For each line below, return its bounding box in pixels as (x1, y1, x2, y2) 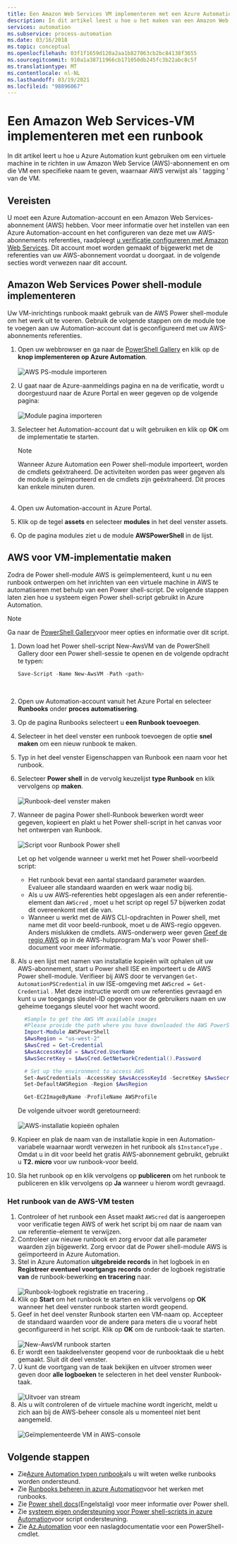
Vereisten (7, 195, 51, 207)
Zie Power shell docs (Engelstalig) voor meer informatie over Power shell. (17, 1500, 229, 1509)
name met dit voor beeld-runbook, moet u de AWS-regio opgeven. (28, 920, 221, 929)
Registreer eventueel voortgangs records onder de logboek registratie (17, 1265, 226, 1274)
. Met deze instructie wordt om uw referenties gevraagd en (51, 987, 222, 995)
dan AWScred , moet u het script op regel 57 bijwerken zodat (53, 898, 226, 906)
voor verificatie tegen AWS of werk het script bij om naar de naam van (17, 1220, 222, 1229)
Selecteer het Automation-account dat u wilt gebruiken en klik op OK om (17, 425, 229, 434)
